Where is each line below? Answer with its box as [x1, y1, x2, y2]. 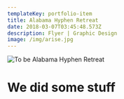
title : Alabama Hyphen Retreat [7, 17, 99, 24]
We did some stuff [7, 79, 116, 96]
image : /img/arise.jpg [7, 36, 74, 43]
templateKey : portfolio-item [7, 10, 92, 17]
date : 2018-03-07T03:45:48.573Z [7, 23, 102, 30]
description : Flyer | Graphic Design [7, 29, 118, 37]
